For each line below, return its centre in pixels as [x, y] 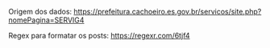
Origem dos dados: [40, 12]
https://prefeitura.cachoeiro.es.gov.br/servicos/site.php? [168, 12]
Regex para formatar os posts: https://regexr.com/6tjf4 [100, 36]
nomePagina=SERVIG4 [46, 20]
